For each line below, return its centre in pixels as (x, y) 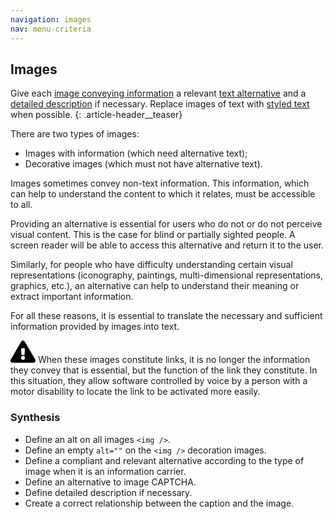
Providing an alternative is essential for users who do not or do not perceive (166, 224)
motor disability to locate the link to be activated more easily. (135, 392)
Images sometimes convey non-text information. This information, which (160, 183)
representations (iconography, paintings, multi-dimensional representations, (167, 275)
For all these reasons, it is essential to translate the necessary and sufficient (166, 316)
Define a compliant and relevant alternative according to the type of (164, 460)
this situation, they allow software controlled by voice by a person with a (159, 381)
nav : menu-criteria (51, 29)
